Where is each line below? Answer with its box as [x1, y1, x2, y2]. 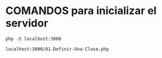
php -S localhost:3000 [5, 36, 61, 42]
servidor [5, 16, 48, 30]
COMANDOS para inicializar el [5, 4, 157, 18]
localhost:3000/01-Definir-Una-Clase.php [5, 46, 109, 52]
